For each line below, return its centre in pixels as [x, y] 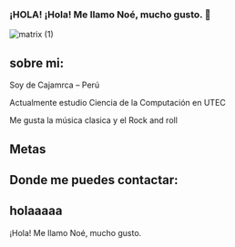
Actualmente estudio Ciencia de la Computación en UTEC [117, 103]
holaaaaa [36, 211]
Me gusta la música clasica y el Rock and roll [93, 120]
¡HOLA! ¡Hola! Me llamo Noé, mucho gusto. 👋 [110, 15]
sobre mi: [37, 63]
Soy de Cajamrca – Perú [55, 85]
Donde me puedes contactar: [94, 180]
